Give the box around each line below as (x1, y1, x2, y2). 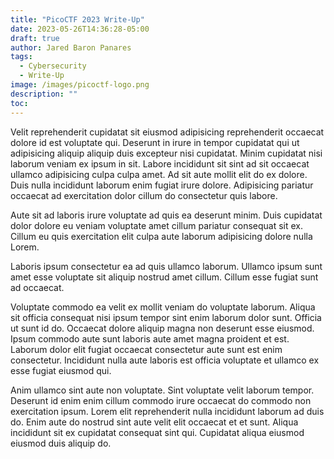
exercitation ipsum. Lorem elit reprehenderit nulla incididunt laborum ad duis (10, 405, 325, 417)
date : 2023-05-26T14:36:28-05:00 (10, 24, 150, 34)
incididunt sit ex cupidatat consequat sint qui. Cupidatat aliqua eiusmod (10, 426, 305, 438)
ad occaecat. (10, 281, 65, 293)
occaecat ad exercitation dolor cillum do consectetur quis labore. (10, 189, 278, 201)
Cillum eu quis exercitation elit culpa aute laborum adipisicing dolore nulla (10, 230, 313, 242)
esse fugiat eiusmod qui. (10, 364, 112, 376)
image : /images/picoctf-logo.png (10, 80, 150, 90)
